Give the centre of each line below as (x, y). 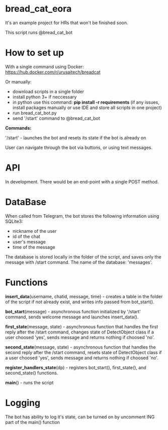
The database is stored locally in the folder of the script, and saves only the (83, 256)
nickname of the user (34, 231)
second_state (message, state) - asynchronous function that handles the (80, 347)
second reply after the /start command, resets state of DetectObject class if (83, 352)
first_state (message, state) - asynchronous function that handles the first (82, 326)
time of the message (34, 247)
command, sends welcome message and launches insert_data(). (72, 317)
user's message (29, 241)
